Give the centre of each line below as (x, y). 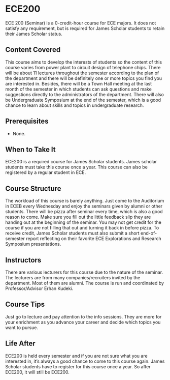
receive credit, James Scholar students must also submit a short (72, 233)
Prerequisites (27, 121)
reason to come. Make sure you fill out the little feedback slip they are (78, 217)
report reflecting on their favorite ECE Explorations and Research (94, 239)
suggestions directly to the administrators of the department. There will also (84, 94)
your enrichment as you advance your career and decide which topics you (83, 322)
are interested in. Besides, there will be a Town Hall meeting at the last (79, 83)
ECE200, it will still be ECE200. (38, 372)
